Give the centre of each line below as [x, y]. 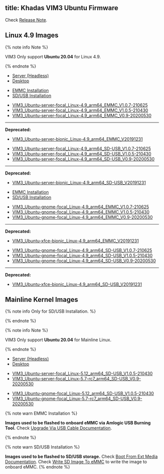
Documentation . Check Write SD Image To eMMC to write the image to [76, 462]
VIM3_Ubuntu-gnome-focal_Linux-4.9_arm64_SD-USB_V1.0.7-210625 [82, 250]
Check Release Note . [26, 20]
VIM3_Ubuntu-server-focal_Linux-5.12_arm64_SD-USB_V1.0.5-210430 [82, 374]
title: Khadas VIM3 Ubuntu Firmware [62, 8]
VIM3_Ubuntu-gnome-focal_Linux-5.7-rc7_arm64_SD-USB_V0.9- [77, 399]
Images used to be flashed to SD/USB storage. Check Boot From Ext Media [81, 457]
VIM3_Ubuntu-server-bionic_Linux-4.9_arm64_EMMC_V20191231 [77, 139]
